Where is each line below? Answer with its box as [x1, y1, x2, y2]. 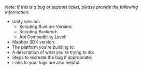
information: [5, 9, 29, 15]
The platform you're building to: [12, 44, 75, 50]
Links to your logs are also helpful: [12, 60, 81, 65]
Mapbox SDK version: [12, 39, 56, 45]
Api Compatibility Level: [19, 34, 67, 40]
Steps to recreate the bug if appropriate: [12, 55, 93, 60]
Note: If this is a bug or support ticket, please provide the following [5, 4, 138, 10]
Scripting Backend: [19, 29, 57, 34]
